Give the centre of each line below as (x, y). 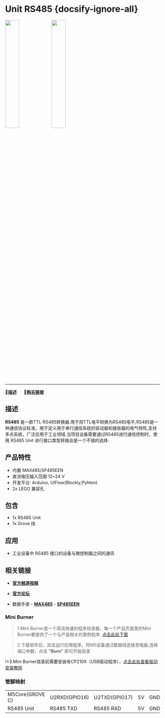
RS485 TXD (64, 708)
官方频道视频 (25, 583)
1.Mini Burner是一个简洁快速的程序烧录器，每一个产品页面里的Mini (84, 628)
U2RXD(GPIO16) (69, 697)
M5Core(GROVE (27, 694)
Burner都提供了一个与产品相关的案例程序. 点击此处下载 (73, 635)
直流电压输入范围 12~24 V (38, 476)
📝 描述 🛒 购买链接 (25, 392)
